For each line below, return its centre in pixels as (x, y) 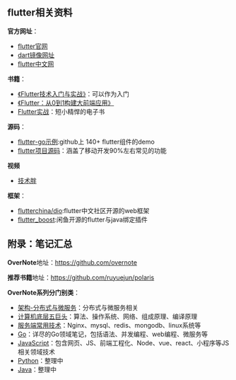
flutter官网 (33, 46)
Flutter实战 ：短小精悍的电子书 (61, 111)
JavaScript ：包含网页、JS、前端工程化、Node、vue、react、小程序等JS (123, 342)
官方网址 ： (23, 31)
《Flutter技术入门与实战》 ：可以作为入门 (73, 93)
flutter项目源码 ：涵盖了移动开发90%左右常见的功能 (92, 150)
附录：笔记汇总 (40, 244)
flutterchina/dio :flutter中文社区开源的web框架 (83, 210)
